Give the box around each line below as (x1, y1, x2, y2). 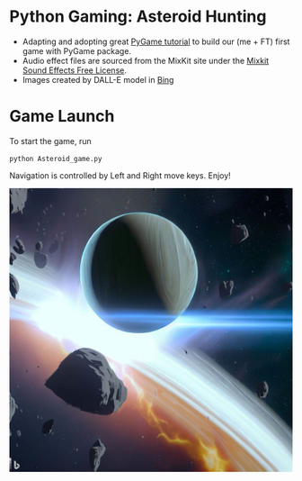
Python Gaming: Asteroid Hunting (9, 6, 267, 27)
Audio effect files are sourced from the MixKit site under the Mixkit (22, 55, 270, 66)
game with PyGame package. (22, 45, 132, 56)
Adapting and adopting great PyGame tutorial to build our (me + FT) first (22, 36, 290, 47)
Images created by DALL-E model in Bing (22, 74, 174, 85)
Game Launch (9, 106, 115, 127)
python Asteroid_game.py (9, 154, 102, 163)
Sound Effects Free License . (22, 65, 128, 76)
